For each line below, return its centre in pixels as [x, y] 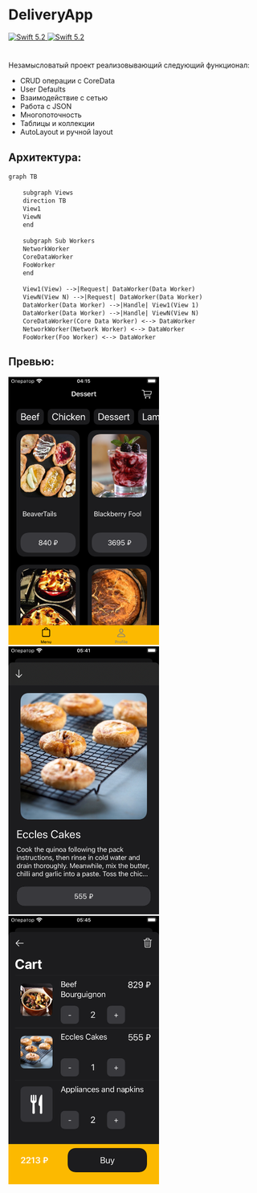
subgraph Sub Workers [59, 241]
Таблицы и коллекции [57, 124]
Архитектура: [45, 157]
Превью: [31, 362]
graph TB [23, 177]
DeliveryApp [51, 15]
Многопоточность [51, 115]
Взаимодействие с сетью [64, 98]
